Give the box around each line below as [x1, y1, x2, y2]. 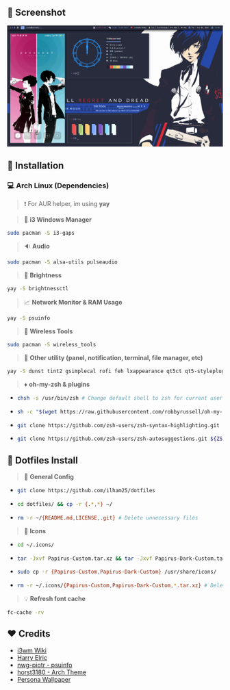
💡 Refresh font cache [23, 595, 86, 603]
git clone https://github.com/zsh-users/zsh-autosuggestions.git [16, 435, 207, 442]
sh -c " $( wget [16, 408, 57, 415]
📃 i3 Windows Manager [23, 215, 92, 223]
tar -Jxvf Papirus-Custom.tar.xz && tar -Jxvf [16, 555, 153, 562]
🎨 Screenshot [7, 7, 66, 18]
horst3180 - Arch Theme [16, 668, 87, 676]
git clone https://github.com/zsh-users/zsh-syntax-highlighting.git [16, 422, 220, 429]
